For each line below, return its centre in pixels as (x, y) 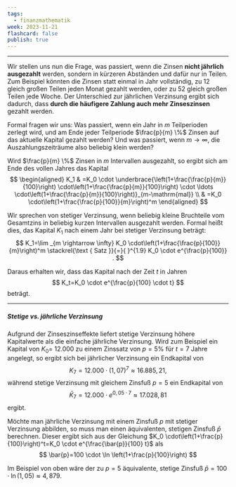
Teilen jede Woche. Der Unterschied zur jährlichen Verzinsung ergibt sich (113, 96)
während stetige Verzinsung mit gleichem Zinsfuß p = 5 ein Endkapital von (115, 383)
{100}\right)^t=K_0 (34, 443)
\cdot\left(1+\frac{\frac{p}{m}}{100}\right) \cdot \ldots (135, 187)
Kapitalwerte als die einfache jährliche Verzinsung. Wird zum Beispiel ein (112, 341)
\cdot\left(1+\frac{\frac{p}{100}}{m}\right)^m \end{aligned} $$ (118, 202)
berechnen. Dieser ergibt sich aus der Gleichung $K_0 (85, 436)
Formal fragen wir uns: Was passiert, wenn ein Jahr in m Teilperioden (108, 125)
